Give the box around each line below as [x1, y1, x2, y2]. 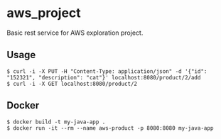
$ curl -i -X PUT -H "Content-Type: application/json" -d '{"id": [6, 67, 207, 75]
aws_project [6, 5, 81, 21]
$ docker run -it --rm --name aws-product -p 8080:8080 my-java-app [6, 124, 214, 132]
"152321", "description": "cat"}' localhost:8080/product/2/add [6, 74, 201, 81]
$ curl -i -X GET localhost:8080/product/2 [6, 80, 138, 87]
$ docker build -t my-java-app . [6, 118, 106, 126]
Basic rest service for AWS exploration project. [6, 28, 144, 37]
